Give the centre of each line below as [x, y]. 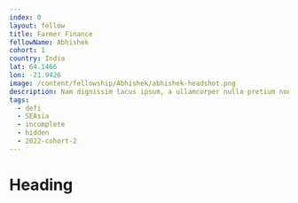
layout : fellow [37, 26]
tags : [19, 100]
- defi [29, 108]
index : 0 [25, 17]
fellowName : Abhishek [49, 42]
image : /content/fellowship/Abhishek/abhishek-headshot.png [123, 83]
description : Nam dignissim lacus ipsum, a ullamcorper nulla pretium [142, 91]
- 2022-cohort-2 [47, 141]
